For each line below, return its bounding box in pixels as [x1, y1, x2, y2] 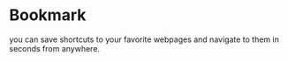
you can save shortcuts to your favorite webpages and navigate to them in [9, 34, 280, 45]
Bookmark [9, 5, 87, 25]
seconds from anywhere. [9, 43, 100, 53]
